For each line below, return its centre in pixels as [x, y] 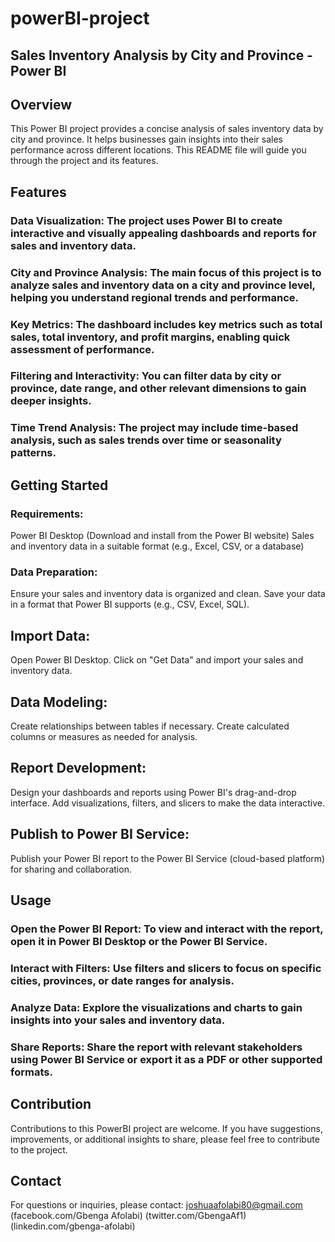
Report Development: [78, 768]
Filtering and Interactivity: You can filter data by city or [146, 376]
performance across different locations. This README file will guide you [158, 150]
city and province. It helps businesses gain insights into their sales [147, 139]
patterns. [33, 453]
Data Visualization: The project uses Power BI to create [146, 220]
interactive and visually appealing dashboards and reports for [163, 233]
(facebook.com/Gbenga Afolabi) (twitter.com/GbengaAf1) [128, 1216]
